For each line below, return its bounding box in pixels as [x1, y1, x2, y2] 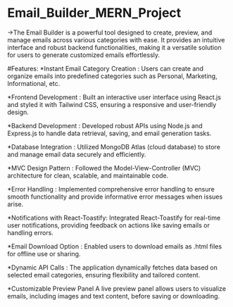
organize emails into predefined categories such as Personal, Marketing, [7, 72, 218, 80]
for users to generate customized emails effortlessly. [7, 51, 160, 59]
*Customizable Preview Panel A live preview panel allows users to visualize [7, 284, 227, 293]
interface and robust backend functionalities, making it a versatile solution [7, 43, 222, 51]
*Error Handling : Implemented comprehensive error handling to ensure [7, 184, 215, 193]
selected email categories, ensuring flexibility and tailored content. [7, 270, 201, 279]
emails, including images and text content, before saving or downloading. [7, 292, 220, 300]
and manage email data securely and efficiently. [7, 150, 146, 158]
